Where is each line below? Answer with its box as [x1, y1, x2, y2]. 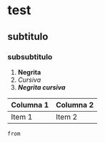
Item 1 [11, 112, 33, 122]
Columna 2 [56, 100, 94, 110]
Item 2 [56, 112, 78, 122]
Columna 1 [11, 100, 49, 110]
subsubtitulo [7, 52, 53, 62]
